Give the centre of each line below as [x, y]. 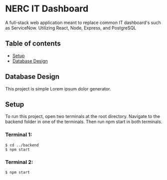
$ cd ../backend [22, 145]
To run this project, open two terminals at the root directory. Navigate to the [83, 116]
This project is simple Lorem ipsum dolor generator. [58, 88]
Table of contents [33, 44]
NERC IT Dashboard [47, 9]
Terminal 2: [19, 162]
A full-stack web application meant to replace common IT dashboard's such [83, 22]
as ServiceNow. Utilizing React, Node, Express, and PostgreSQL [71, 27]
